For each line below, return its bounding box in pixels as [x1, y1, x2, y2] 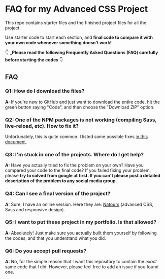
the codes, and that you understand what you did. [5, 235, 106, 241]
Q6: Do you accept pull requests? [5, 247, 87, 254]
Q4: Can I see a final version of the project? [5, 190, 111, 197]
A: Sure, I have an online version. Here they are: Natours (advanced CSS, [5, 201, 154, 207]
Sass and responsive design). [5, 206, 66, 212]
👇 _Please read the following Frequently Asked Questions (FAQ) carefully [5, 49, 159, 55]
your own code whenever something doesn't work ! [5, 39, 112, 45]
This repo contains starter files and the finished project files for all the [5, 20, 147, 26]
